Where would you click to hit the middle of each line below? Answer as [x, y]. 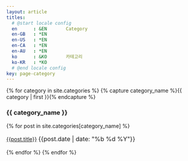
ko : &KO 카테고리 [47, 57]
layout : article [27, 12]
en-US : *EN [29, 40]
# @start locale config [41, 23]
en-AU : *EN [29, 51]
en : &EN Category [50, 29]
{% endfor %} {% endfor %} [41, 152]
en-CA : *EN [29, 46]
